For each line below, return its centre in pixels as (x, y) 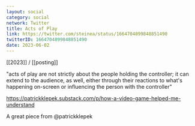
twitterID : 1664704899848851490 (46, 40)
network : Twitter (28, 23)
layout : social (25, 12)
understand (20, 104)
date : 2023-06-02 (28, 46)
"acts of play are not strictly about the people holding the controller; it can (97, 74)
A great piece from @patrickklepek (49, 116)
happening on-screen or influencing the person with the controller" (89, 86)
